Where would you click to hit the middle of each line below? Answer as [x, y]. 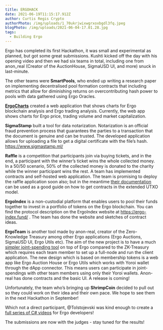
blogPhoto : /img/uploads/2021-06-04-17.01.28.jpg [57, 28]
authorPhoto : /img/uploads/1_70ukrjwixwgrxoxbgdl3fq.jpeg [65, 23]
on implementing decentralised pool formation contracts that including [76, 86]
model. [12, 192]
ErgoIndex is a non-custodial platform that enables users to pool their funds [81, 201]
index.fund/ [17, 217]
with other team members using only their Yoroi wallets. [83, 273]
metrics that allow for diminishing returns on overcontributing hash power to [81, 91]
